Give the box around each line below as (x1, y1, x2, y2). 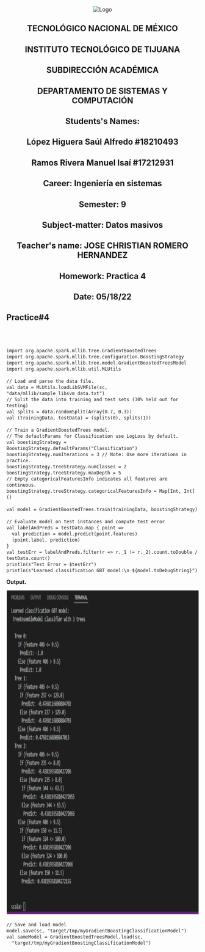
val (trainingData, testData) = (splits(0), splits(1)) (6, 415, 151, 421)
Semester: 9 (79, 199, 126, 209)
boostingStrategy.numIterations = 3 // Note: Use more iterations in (6, 451, 187, 457)
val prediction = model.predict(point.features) (12, 531, 138, 537)
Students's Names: (65, 116, 140, 126)
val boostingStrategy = (6, 439, 67, 445)
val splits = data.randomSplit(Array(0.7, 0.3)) (6, 409, 132, 415)
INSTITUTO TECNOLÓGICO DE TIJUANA (24, 44, 181, 54)
